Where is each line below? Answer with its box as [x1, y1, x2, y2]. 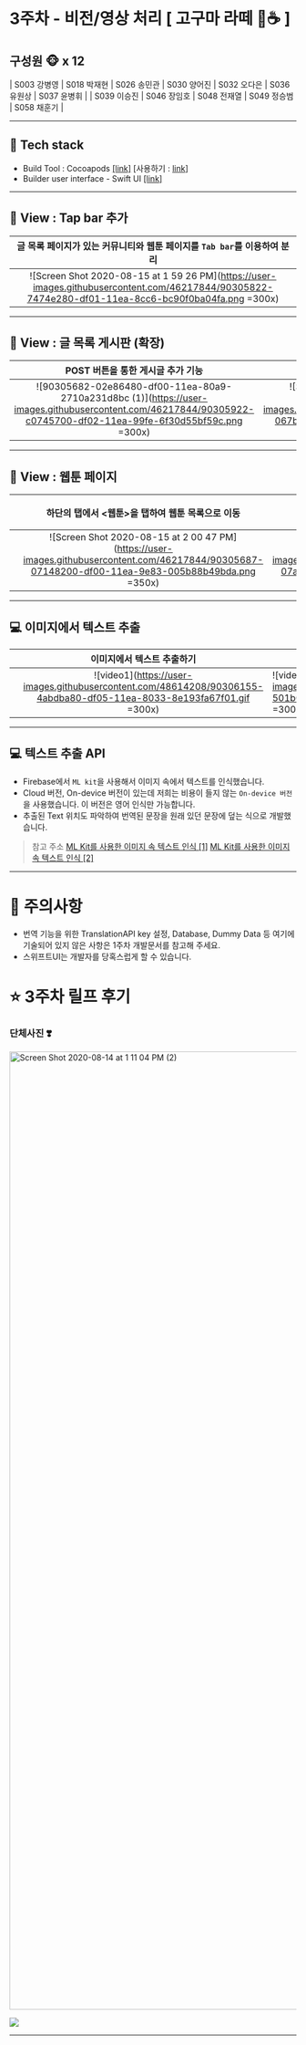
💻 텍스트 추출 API [9, 746, 107, 762]
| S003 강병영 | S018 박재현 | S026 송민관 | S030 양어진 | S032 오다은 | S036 [9, 79, 291, 89]
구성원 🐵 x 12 [9, 53, 85, 68]
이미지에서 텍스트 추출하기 [90, 653, 197, 666]
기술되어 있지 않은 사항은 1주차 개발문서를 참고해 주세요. [22, 939, 221, 950]
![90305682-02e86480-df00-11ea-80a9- [36, 381, 232, 393]
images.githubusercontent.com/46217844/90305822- [33, 280, 273, 293]
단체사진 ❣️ [9, 1027, 53, 1039]
